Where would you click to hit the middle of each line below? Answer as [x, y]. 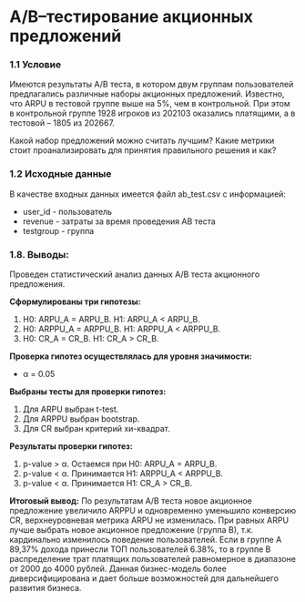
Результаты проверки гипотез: [71, 446]
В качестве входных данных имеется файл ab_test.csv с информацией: [148, 194]
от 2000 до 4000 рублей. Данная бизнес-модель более [118, 569]
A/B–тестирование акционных [131, 17]
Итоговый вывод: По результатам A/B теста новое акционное [131, 501]
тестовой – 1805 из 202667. [62, 123]
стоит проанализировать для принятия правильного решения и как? [143, 150]
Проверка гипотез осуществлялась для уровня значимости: [131, 356]
